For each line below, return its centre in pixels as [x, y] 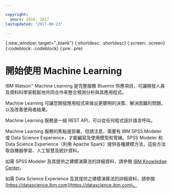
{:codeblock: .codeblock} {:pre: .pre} [44, 49]
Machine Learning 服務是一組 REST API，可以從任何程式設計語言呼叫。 [80, 120]
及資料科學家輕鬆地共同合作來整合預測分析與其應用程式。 [66, 92]
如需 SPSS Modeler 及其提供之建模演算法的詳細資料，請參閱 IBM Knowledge [86, 161]
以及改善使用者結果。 [28, 110]
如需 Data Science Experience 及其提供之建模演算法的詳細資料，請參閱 [80, 179]
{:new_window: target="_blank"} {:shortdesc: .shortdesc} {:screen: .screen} [85, 43]
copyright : [17, 14]
